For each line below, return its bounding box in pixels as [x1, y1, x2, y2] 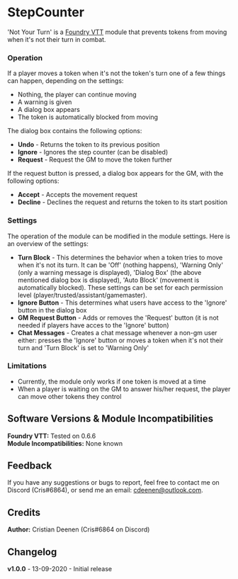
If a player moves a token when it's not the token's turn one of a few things [7, 69, 226, 78]
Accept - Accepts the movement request [17, 191, 138, 199]
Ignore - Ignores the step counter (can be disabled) [17, 148, 169, 157]
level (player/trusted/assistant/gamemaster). [17, 291, 147, 299]
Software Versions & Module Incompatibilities [7, 412, 214, 425]
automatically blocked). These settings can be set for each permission [17, 283, 223, 291]
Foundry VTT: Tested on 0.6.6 [7, 432, 96, 440]
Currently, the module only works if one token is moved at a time [17, 377, 207, 386]
